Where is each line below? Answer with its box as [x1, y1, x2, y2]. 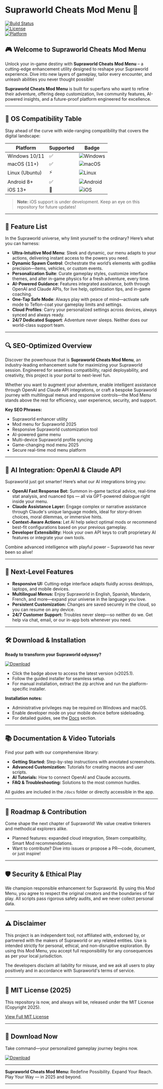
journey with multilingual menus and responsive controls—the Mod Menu [5, 392, 151, 398]
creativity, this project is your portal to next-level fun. [5, 372, 111, 378]
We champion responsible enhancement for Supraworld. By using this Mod [5, 885, 155, 891]
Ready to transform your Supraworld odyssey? [5, 651, 102, 657]
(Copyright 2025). [5, 1004, 41, 1010]
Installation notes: [5, 695, 43, 701]
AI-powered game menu [12, 432, 61, 438]
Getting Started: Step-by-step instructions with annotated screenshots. [12, 759, 156, 765]
